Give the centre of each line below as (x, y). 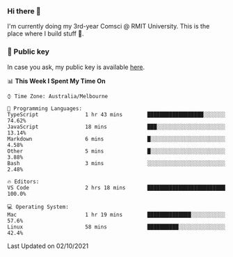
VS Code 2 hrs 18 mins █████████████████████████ (116, 187)
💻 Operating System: (38, 207)
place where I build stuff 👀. (46, 33)
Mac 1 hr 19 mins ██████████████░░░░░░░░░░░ (116, 215)
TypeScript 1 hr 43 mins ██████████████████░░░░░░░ (116, 114)
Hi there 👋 (24, 11)
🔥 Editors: (23, 181)
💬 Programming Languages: (45, 108)
